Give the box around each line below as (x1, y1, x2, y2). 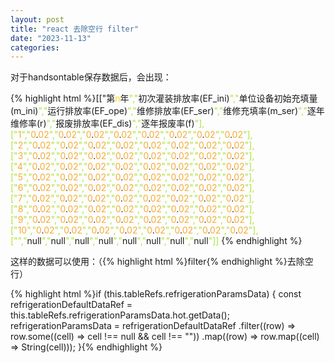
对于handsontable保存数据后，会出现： (10, 71, 172, 83)
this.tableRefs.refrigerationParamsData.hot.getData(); (10, 309, 230, 321)
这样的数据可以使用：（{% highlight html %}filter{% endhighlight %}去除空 (10, 256, 314, 268)
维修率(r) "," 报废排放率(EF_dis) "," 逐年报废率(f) (10, 117, 195, 130)
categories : (10, 42, 60, 53)
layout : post (10, 14, 65, 25)
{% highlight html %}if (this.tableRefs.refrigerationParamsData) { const (10, 288, 302, 300)
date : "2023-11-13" (10, 33, 92, 43)
